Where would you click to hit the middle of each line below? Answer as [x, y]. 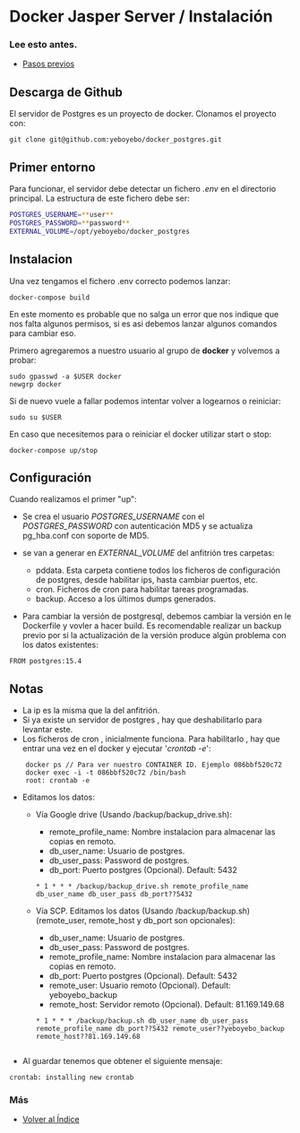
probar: [23, 359]
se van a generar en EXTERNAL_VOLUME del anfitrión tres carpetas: [148, 553]
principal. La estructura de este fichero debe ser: [99, 198]
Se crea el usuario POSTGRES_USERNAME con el [113, 516]
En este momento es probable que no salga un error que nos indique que [144, 314]
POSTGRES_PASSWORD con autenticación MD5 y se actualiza [137, 526]
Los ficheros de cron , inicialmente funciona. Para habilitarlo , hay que [151, 739]
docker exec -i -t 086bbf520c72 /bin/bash [106, 773]
